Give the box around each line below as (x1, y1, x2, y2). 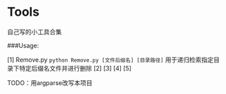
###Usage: (7, 41, 39, 49)
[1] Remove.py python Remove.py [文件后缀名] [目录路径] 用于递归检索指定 (7, 56, 214, 64)
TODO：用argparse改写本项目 (7, 78, 93, 86)
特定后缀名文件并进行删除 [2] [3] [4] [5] (19, 64, 132, 72)
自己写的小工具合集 (7, 27, 62, 36)
